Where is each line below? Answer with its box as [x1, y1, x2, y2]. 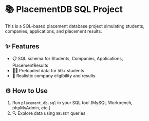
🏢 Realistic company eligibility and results [12, 73, 96, 78]
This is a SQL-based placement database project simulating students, [5, 23, 145, 29]
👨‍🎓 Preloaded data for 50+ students [12, 67, 84, 73]
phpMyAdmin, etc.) [12, 105, 51, 110]
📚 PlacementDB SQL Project [5, 4, 123, 15]
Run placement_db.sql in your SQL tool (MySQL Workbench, [12, 100, 133, 106]
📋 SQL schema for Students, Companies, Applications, [12, 55, 123, 61]
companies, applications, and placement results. [5, 28, 102, 34]
